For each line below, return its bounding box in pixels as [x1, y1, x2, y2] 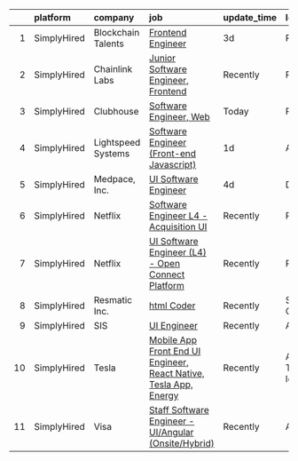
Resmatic [93, 294, 133, 306]
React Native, [149, 368, 205, 379]
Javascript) [149, 159, 197, 171]
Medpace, [93, 173, 136, 185]
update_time [223, 12, 278, 23]
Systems [93, 147, 130, 159]
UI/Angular [149, 426, 194, 438]
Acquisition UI [149, 221, 208, 233]
